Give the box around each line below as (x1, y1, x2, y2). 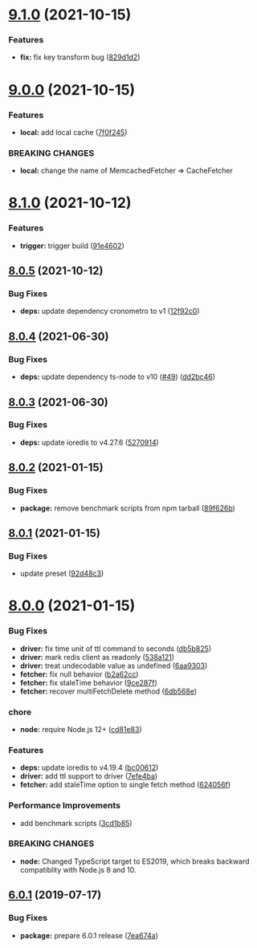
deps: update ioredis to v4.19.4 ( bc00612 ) (19, 763, 159, 772)
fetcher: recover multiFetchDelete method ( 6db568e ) (19, 686, 198, 696)
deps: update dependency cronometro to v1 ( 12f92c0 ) (19, 307, 200, 316)
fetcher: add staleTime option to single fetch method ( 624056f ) (19, 780, 231, 790)
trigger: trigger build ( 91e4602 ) (19, 241, 124, 250)
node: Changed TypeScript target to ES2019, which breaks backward (19, 856, 251, 866)
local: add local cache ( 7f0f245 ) (19, 127, 128, 137)
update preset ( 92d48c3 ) (19, 568, 104, 579)
